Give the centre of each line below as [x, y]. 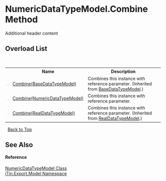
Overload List [26, 49]
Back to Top [20, 129]
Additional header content [32, 33]
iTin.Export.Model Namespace [36, 174]
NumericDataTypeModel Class [36, 168]
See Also [19, 145]
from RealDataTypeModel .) [115, 118]
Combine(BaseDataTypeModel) [44, 84]
